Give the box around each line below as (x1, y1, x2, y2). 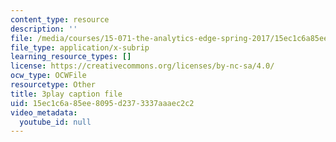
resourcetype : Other (10, 80, 97, 90)
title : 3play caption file (10, 89, 123, 99)
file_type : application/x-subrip (10, 42, 150, 53)
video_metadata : (10, 107, 78, 118)
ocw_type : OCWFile (10, 71, 87, 81)
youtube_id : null (19, 117, 92, 127)
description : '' (10, 24, 78, 34)
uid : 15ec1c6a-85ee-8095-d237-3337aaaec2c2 (10, 98, 195, 108)
